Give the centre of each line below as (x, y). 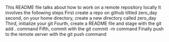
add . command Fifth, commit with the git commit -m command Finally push (84, 29)
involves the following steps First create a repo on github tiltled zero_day (81, 13)
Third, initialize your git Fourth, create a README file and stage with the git (83, 23)
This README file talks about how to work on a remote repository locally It (83, 7)
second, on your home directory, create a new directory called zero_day (81, 18)
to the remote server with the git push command (56, 34)
